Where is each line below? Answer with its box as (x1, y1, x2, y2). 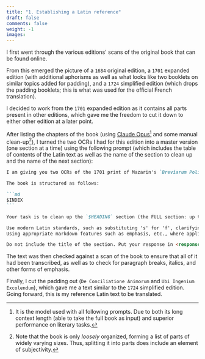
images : (6, 32, 26, 38)
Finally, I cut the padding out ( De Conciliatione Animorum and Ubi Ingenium (6, 278, 195, 285)
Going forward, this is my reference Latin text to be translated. (6, 291, 163, 298)
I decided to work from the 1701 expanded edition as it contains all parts (6, 105, 187, 112)
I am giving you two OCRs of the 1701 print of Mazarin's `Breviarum (6, 169, 187, 176)
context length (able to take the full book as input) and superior (15, 314, 174, 322)
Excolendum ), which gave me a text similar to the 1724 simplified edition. (6, 284, 185, 291)
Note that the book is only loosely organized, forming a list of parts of (15, 333, 190, 340)
